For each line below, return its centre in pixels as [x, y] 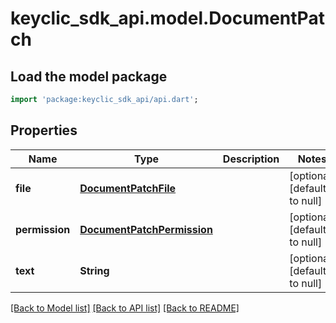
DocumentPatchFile [128, 188]
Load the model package [89, 76]
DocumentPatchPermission [146, 229]
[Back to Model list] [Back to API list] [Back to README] [125, 308]
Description [251, 159]
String [94, 270]
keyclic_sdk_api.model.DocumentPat [167, 18]
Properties [44, 130]
